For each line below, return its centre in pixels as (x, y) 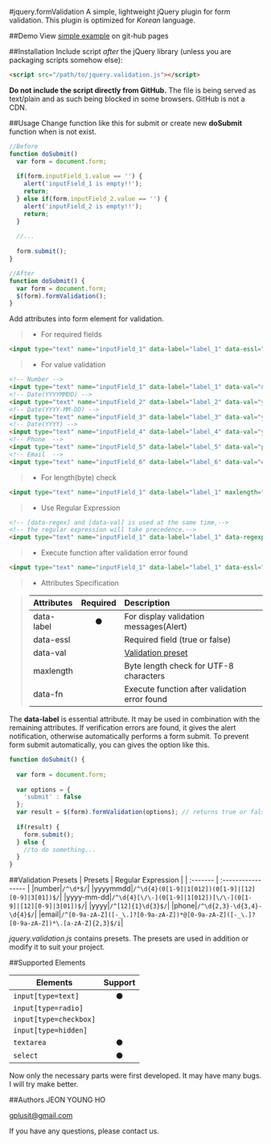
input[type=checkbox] (54, 1019)
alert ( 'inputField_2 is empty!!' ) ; (83, 206)
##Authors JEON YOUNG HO (57, 1100)
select (26, 1056)
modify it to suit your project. (57, 947)
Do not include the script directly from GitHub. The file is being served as (133, 90)
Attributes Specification (80, 583)
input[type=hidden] (50, 1031)
